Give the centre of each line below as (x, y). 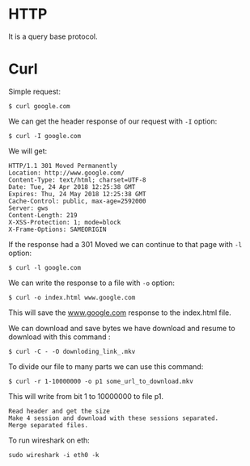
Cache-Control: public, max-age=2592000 (78, 201)
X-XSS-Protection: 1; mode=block (65, 222)
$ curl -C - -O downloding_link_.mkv (72, 351)
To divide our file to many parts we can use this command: (106, 366)
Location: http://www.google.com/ (67, 173)
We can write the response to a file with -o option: (92, 283)
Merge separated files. (49, 425)
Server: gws (28, 208)
